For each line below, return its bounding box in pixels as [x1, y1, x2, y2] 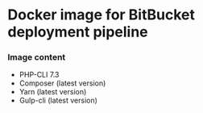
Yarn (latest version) [19, 87, 87, 97]
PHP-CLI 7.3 [19, 70, 60, 80]
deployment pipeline [7, 23, 148, 41]
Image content [7, 52, 66, 63]
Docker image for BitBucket [7, 6, 195, 24]
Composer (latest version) [19, 78, 106, 88]
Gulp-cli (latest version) [19, 95, 98, 106]
